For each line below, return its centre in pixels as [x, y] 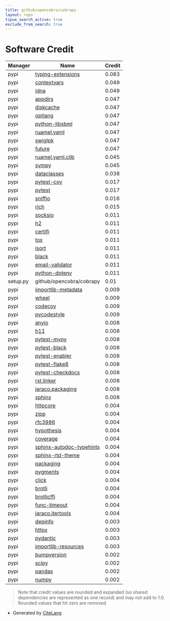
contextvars [49, 83]
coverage [46, 439]
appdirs [44, 99]
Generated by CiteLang [37, 613]
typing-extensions [57, 74]
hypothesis [48, 430]
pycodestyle [50, 315]
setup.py [18, 281]
